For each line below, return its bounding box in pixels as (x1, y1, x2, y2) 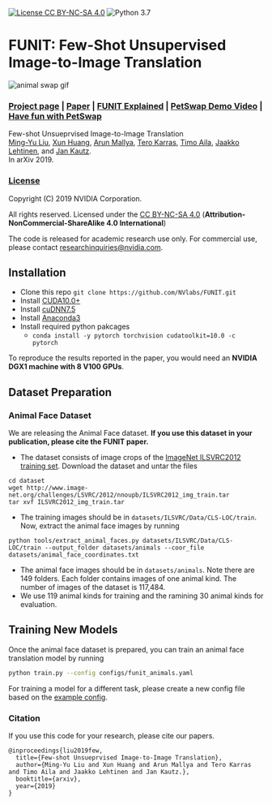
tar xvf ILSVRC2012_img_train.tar (8, 498, 125, 506)
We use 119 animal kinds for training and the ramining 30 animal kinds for (19, 591, 264, 601)
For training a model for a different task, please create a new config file (8, 683, 245, 693)
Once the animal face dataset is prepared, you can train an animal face (8, 644, 244, 654)
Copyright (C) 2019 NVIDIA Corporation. (8, 193, 142, 203)
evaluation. (19, 600, 57, 609)
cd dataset (8, 477, 45, 485)
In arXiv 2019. (8, 155, 54, 165)
